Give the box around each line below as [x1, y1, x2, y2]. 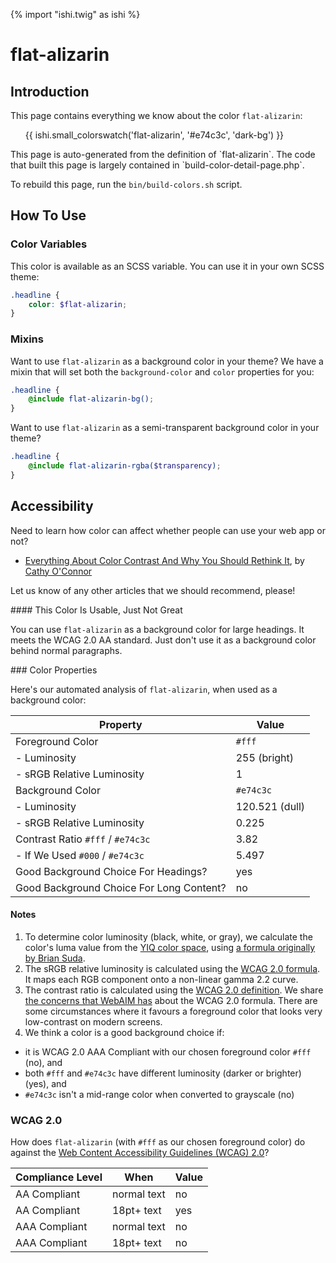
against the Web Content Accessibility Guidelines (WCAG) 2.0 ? [10, 1147, 270, 1159]
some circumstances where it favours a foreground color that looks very [24, 1005, 323, 1017]
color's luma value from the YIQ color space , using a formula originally [24, 941, 316, 953]
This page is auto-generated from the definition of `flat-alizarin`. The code [10, 149, 316, 160]
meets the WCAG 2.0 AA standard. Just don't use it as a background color [10, 634, 317, 646]
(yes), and [24, 1077, 67, 1089]
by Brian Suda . [24, 952, 86, 964]
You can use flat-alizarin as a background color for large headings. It [10, 623, 305, 635]
